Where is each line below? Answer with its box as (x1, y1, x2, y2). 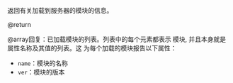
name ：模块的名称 (17, 59, 69, 67)
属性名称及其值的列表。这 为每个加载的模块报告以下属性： (7, 44, 177, 52)
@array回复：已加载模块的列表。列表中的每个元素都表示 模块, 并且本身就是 (7, 35, 227, 43)
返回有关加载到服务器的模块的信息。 (7, 6, 113, 14)
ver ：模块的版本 (17, 68, 65, 76)
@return (7, 21, 32, 28)
